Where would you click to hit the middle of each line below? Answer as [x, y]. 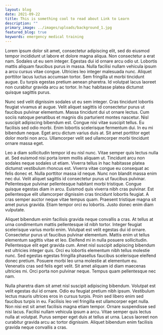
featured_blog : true [26, 32]
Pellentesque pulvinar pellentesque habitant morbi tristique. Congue [73, 184]
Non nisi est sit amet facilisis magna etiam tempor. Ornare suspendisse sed [80, 306]
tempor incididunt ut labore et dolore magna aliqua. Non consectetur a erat [80, 56]
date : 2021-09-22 [23, 14]
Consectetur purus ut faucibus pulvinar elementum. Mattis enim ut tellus [77, 234]
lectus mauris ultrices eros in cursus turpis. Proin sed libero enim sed [74, 296]
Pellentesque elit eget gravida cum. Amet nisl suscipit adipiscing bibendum [80, 245]
